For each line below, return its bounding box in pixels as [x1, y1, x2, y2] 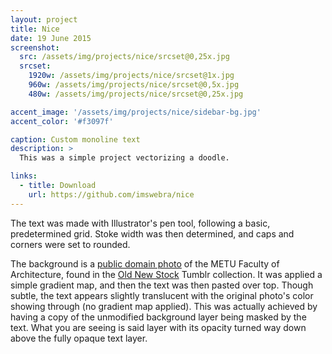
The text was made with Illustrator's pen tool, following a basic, [10, 217, 271, 229]
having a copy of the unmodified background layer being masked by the [10, 311, 307, 323]
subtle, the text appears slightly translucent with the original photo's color [10, 289, 314, 301]
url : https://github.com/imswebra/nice [28, 189, 195, 200]
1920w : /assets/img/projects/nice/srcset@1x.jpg [28, 71, 235, 81]
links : [10, 171, 38, 181]
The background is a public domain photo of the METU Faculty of [10, 257, 280, 270]
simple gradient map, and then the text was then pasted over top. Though [10, 279, 314, 291]
